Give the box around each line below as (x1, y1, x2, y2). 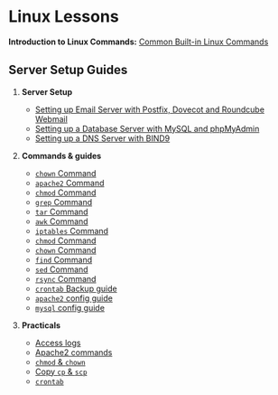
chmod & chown (34, 356, 87, 367)
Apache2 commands (34, 346, 113, 358)
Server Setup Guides (8, 62, 128, 78)
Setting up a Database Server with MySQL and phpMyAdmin (34, 123, 260, 134)
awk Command (34, 215, 88, 227)
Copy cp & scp (34, 366, 88, 377)
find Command (34, 254, 93, 265)
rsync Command (34, 273, 97, 284)
